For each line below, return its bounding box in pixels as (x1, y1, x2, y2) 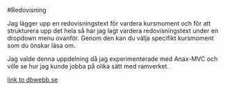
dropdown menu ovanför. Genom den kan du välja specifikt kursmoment (7, 34, 214, 42)
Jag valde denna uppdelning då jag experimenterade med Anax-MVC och (7, 55, 218, 63)
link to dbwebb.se (7, 75, 58, 84)
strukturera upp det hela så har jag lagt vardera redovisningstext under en (7, 27, 219, 35)
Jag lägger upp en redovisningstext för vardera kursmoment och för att (7, 19, 211, 27)
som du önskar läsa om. (7, 42, 76, 49)
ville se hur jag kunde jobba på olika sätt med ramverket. (7, 62, 169, 70)
